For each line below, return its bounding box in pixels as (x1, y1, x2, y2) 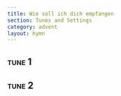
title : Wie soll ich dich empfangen (7, 10, 114, 18)
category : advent (7, 23, 58, 30)
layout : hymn (7, 29, 45, 37)
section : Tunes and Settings (7, 17, 92, 24)
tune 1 (7, 55, 32, 67)
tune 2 (7, 80, 34, 92)
